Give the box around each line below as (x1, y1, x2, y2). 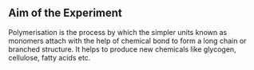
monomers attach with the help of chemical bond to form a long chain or (8, 36, 247, 45)
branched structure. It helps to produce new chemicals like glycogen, (8, 44, 237, 54)
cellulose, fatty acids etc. (8, 52, 91, 62)
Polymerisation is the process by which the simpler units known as (8, 27, 228, 37)
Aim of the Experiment (8, 6, 122, 20)
